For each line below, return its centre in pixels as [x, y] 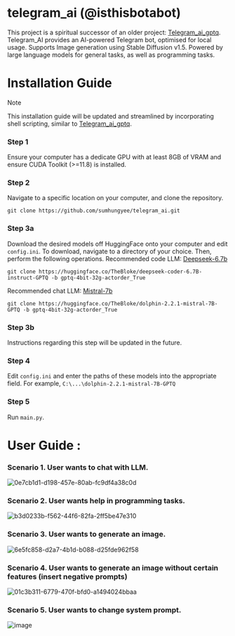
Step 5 [19, 402]
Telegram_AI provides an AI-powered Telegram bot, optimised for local [109, 39]
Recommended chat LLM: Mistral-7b [60, 291]
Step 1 [18, 142]
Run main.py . [26, 417]
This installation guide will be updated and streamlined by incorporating [110, 116]
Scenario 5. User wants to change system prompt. [94, 610]
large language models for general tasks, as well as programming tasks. [111, 55]
